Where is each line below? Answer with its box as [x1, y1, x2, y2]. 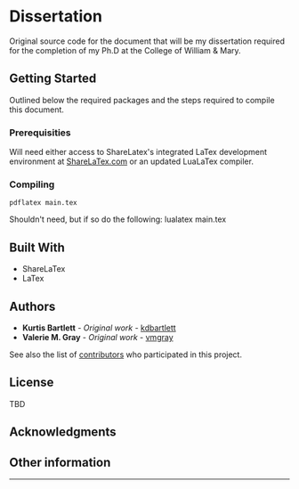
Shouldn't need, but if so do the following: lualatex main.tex [9, 214, 227, 224]
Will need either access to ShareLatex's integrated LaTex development [9, 147, 268, 158]
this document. [9, 104, 65, 115]
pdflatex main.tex [9, 199, 77, 208]
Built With [9, 240, 65, 255]
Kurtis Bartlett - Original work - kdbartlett [21, 322, 176, 333]
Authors [9, 298, 56, 314]
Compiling [9, 178, 55, 191]
